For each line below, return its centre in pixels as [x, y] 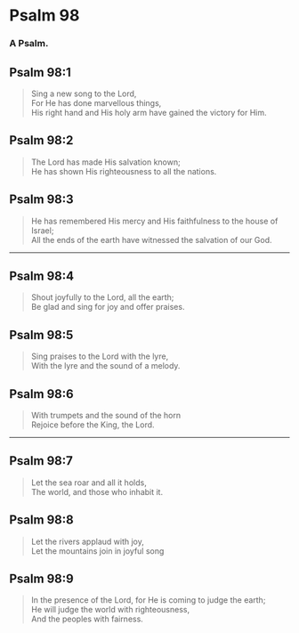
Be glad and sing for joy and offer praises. [108, 307]
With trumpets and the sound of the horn [106, 415]
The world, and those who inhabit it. [97, 491]
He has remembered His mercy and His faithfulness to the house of [154, 221]
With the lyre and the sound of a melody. [105, 366]
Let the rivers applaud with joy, [87, 541]
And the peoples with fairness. [87, 619]
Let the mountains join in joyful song [97, 551]
